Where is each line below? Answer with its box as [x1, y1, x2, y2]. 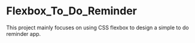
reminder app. [6, 30, 41, 37]
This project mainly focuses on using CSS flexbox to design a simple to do [6, 24, 190, 31]
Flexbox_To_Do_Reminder [6, 4, 138, 18]
